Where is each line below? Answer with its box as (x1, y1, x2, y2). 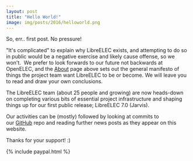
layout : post (6, 8, 38, 15)
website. (6, 125, 27, 132)
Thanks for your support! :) (6, 137, 71, 144)
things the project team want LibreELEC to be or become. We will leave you (6, 71, 187, 79)
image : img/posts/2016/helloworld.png (6, 19, 100, 25)
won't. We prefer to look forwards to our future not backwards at (6, 59, 163, 66)
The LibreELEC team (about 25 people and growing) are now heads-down (6, 89, 184, 97)
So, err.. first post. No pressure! (6, 36, 82, 43)
